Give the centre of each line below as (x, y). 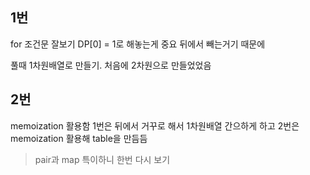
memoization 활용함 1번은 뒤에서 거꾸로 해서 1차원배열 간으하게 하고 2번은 (155, 125)
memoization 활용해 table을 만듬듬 (79, 138)
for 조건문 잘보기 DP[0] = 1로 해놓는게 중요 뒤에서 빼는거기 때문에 (138, 44)
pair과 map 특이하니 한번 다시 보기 (102, 159)
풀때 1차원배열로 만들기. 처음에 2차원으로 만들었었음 (111, 65)
